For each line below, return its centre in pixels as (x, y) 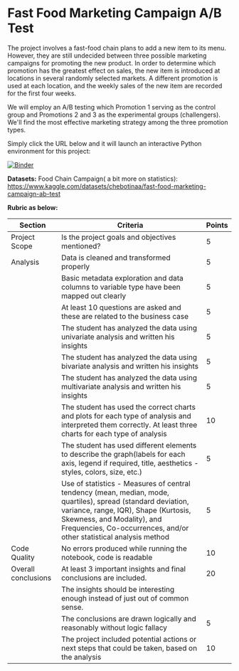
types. (17, 130)
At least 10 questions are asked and (121, 307)
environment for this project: (49, 151)
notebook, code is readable (107, 557)
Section (32, 225)
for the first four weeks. (42, 93)
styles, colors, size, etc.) (102, 472)
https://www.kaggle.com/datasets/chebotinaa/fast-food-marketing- (107, 186)
